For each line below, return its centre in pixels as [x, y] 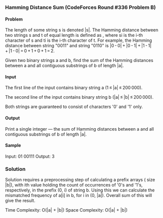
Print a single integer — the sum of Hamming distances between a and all [80, 129]
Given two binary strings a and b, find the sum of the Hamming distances [79, 60]
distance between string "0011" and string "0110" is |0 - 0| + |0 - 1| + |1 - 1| [78, 46]
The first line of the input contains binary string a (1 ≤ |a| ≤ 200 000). [74, 88]
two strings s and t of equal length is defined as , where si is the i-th [74, 35]
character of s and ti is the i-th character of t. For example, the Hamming [79, 40]
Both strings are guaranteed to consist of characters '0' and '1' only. [74, 107]
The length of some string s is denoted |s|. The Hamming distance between [82, 30]
